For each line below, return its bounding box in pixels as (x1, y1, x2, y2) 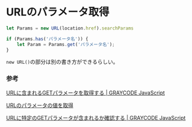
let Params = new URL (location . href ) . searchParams (6, 25, 134, 31)
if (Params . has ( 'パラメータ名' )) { (6, 36, 89, 42)
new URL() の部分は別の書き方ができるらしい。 (6, 58, 119, 66)
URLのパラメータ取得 (6, 5, 110, 19)
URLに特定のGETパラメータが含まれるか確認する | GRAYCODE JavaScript (6, 114, 186, 121)
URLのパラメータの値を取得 (6, 102, 73, 109)
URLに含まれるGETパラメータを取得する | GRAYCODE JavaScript (6, 89, 165, 96)
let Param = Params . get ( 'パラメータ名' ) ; (17, 41, 116, 47)
